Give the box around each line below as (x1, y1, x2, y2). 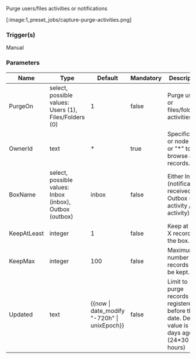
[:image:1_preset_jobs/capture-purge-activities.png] (6, 16, 132, 23)
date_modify (90, 306, 125, 315)
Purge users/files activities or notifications (6, 5, 108, 12)
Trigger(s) (6, 30, 36, 39)
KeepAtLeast (9, 229, 44, 237)
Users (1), (49, 105, 78, 113)
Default (97, 74, 118, 82)
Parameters (6, 58, 40, 67)
